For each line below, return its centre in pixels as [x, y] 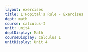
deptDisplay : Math [24, 33]
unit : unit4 [17, 28]
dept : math [16, 19]
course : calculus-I [25, 24]
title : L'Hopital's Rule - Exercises [44, 14]
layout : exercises [24, 10]
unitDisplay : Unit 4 [27, 42]
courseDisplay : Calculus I [33, 38]
